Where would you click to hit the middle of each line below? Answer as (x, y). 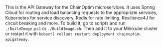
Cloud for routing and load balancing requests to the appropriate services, (81, 12)
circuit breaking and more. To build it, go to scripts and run (65, 23)
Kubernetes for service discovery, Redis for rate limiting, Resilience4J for (80, 18)
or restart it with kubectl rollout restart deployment (60, 34)
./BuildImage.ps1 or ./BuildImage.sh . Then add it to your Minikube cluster (81, 28)
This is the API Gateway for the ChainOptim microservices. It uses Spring (80, 7)
